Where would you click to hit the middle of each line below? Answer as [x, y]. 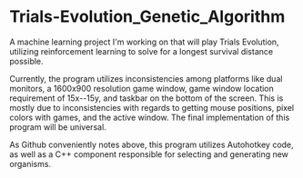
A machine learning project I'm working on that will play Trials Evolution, [144, 42]
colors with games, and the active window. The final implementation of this [150, 117]
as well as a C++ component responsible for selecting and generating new [149, 154]
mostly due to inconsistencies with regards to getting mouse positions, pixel [151, 107]
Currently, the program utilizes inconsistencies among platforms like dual [146, 78]
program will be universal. [58, 127]
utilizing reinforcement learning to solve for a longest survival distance [141, 51]
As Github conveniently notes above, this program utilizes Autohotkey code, [151, 144]
